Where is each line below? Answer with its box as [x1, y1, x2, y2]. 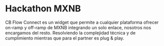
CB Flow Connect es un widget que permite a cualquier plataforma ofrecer [5, 19, 159, 25]
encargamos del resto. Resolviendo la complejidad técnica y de [5, 30, 136, 36]
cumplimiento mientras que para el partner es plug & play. [5, 35, 124, 41]
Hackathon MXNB [5, 3, 81, 14]
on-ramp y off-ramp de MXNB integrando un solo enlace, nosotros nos [5, 24, 151, 30]
